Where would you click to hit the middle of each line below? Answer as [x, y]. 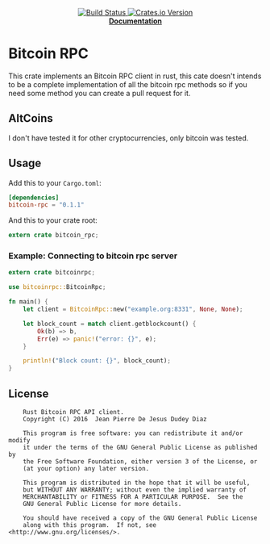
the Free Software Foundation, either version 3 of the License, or [140, 462]
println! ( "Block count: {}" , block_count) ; [97, 361]
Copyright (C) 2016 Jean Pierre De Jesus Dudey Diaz [115, 420]
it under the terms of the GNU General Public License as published [140, 448]
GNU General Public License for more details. [102, 504]
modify [19, 441]
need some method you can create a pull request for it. [100, 93]
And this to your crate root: [53, 220]
